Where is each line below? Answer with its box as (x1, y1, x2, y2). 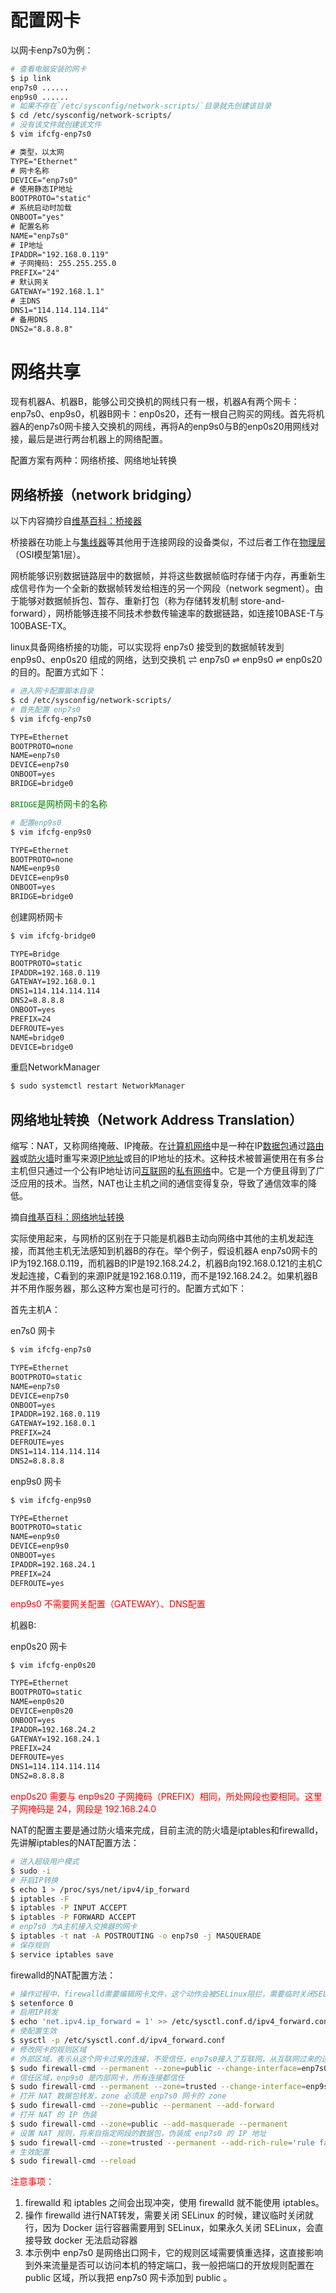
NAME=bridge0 (10, 1032, 65, 1043)
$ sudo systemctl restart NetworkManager (10, 1081, 186, 1091)
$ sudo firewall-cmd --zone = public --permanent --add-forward (10, 2101, 275, 2111)
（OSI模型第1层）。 (10, 549, 87, 561)
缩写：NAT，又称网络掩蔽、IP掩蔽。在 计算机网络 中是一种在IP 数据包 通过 (10, 1140, 307, 1152)
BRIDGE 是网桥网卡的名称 (10, 797, 108, 810)
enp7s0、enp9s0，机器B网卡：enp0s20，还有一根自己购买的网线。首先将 (10, 408, 317, 420)
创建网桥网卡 (10, 911, 63, 923)
